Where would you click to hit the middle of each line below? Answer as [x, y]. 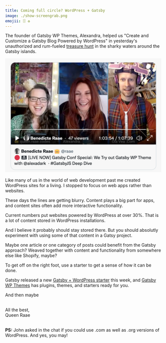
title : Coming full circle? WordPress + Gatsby [55, 10]
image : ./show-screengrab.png [36, 16]
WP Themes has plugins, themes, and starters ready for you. [67, 285]
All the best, [17, 310]
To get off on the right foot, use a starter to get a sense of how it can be [78, 265]
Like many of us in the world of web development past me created [73, 180]
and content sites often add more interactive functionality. [64, 206]
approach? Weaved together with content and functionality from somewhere [83, 250]
